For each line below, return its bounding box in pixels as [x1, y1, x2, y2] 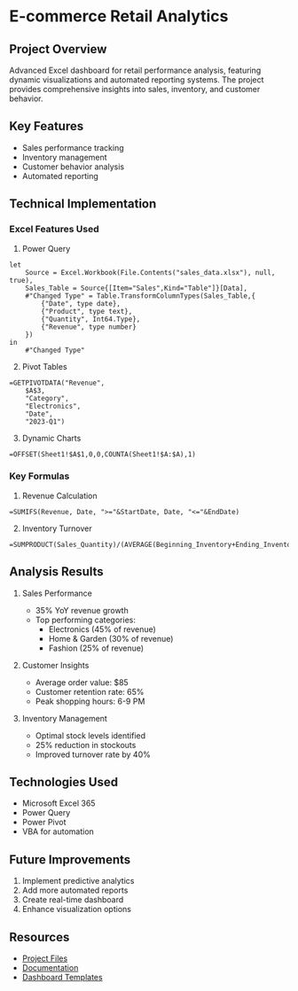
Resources [9, 929, 70, 945]
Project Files [21, 953, 68, 964]
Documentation [21, 963, 79, 973]
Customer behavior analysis [21, 161, 125, 172]
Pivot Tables [21, 361, 68, 371]
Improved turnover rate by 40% [35, 749, 151, 760]
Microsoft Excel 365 [21, 798, 96, 808]
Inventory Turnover [21, 523, 92, 534]
